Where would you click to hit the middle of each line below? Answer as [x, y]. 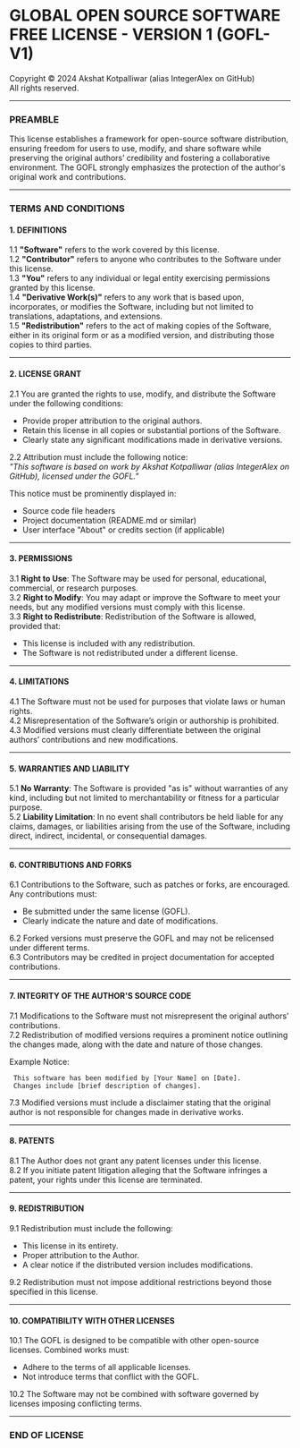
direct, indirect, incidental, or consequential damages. [108, 836]
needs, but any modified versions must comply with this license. [127, 607]
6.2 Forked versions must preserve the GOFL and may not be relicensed [142, 938]
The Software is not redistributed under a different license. [130, 652]
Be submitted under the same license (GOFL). [106, 911]
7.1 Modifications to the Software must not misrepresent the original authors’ [149, 1016]
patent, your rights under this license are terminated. [106, 1180]
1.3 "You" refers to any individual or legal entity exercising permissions [140, 278]
